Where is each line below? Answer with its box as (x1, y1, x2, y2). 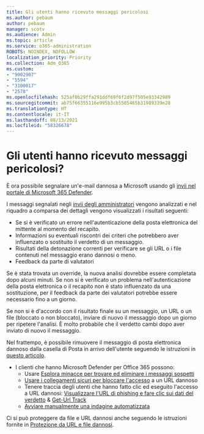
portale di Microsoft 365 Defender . (6, 189, 93, 196)
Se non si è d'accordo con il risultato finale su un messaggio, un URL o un (6, 307, 192, 315)
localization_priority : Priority (6, 54, 92, 61)
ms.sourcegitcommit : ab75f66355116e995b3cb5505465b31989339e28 (6, 100, 171, 106)
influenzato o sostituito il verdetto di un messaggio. (15, 238, 144, 246)
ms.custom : (6, 65, 34, 72)
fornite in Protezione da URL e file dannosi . (6, 421, 114, 428)
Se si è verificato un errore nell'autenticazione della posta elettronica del (15, 219, 198, 226)
